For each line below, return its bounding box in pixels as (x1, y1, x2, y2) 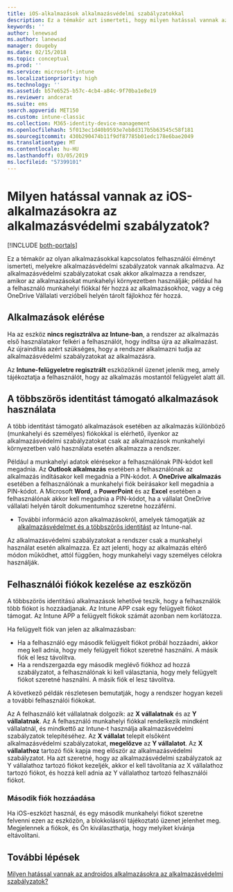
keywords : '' (7, 23, 45, 30)
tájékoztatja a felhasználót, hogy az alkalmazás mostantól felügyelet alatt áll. (7, 373, 225, 381)
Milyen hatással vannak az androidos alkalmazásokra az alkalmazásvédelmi (7, 870, 223, 878)
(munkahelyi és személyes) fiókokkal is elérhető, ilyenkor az (7, 430, 179, 438)
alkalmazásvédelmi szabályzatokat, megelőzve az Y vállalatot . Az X (7, 739, 203, 748)
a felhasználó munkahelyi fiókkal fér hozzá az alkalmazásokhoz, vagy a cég (7, 284, 223, 292)
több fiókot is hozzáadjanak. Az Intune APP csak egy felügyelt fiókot (7, 605, 202, 613)
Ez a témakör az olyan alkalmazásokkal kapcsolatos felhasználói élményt (7, 254, 216, 262)
